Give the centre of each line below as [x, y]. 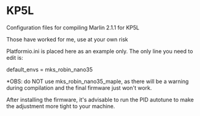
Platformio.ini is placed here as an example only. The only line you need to [100, 51]
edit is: [15, 57]
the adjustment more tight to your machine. [61, 106]
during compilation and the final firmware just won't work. [79, 88]
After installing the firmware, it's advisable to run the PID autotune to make [100, 100]
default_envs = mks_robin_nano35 [50, 69]
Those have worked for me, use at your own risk [67, 39]
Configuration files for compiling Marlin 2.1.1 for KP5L [73, 27]
